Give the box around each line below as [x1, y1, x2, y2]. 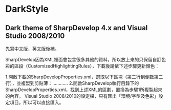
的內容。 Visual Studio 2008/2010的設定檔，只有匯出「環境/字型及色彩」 [5, 93, 159, 99]
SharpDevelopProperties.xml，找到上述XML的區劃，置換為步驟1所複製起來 [5, 86, 163, 93]
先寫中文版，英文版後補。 [5, 46, 59, 52]
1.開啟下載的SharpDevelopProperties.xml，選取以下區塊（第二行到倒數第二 [5, 74, 163, 80]
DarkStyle [5, 3, 49, 15]
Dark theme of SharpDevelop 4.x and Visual [5, 24, 148, 32]
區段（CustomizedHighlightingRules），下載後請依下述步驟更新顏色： [14, 63, 160, 69]
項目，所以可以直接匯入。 [9, 99, 64, 105]
